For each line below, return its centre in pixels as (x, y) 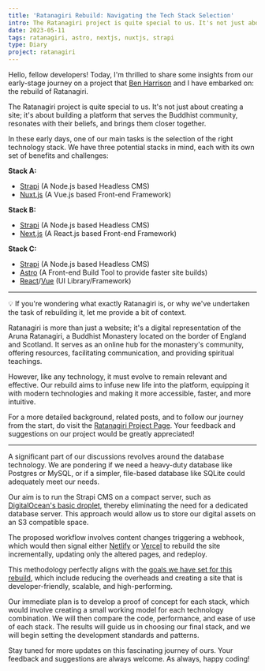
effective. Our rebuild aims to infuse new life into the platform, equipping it (129, 385)
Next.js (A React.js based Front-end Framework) (98, 233)
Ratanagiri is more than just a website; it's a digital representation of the (125, 328)
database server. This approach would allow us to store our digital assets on (132, 514)
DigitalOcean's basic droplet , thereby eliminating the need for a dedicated (128, 505)
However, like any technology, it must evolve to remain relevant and (118, 377)
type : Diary (28, 45)
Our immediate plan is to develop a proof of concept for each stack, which (129, 602)
